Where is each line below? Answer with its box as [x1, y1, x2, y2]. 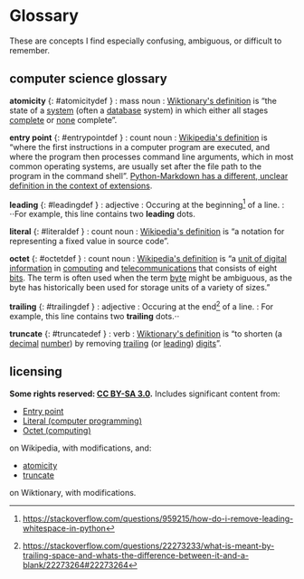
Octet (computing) [22, 424, 92, 435]
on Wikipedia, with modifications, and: [9, 442, 152, 453]
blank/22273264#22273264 [22, 559, 128, 570]
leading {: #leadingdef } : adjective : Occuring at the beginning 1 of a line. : [9, 197, 285, 210]
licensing [9, 364, 63, 380]
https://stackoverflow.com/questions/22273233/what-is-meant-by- [22, 540, 275, 551]
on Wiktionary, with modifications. [9, 487, 137, 498]
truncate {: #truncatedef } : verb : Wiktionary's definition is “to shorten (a [9, 328, 283, 339]
